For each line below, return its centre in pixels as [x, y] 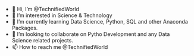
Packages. [25, 28]
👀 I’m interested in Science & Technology [62, 15]
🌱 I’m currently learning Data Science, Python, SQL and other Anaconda [100, 22]
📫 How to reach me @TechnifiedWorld [60, 47]
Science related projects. [42, 40]
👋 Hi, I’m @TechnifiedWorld [45, 9]
